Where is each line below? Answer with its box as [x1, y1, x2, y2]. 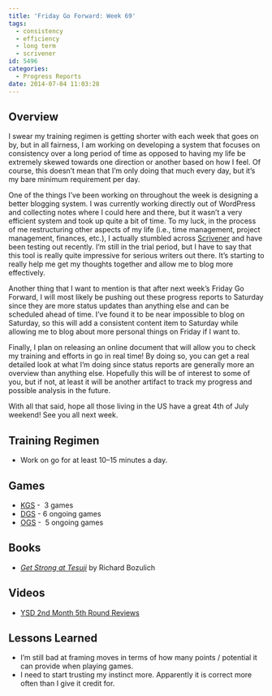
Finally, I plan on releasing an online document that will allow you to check [8, 343, 256, 352]
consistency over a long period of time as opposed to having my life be [8, 149, 246, 158]
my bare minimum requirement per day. [8, 175, 140, 184]
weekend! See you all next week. [8, 410, 119, 420]
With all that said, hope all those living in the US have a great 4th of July [8, 401, 249, 411]
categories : [8, 65, 49, 73]
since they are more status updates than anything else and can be [8, 301, 230, 311]
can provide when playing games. [19, 661, 134, 671]
